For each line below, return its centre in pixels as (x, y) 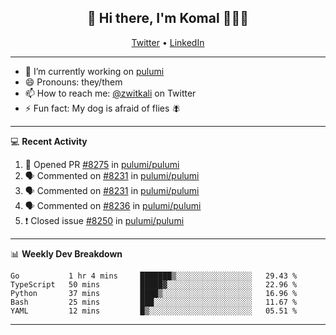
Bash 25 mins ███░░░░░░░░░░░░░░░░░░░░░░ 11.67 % (154, 302)
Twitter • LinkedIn (168, 42)
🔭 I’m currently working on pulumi (94, 71)
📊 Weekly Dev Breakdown (66, 253)
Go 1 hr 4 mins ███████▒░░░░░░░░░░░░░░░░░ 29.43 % (154, 276)
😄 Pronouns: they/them (73, 82)
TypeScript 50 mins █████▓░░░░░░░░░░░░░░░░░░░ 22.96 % (154, 284)
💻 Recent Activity (49, 141)
